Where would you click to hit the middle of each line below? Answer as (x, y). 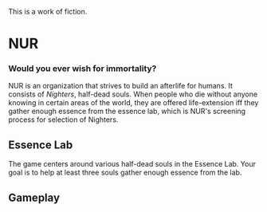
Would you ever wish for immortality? (82, 69)
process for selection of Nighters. (63, 120)
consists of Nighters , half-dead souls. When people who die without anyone (133, 94)
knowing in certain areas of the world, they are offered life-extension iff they (133, 103)
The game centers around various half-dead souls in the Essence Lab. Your (132, 164)
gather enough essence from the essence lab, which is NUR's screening (127, 112)
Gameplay (34, 197)
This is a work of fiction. (48, 12)
